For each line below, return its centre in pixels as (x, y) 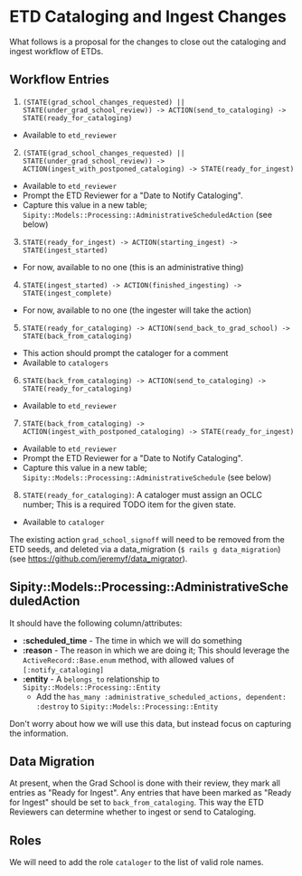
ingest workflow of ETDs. (57, 51)
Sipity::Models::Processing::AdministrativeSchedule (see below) (147, 477)
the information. (39, 733)
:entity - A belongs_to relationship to (91, 679)
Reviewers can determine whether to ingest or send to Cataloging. (133, 812)
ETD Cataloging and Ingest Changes (148, 17)
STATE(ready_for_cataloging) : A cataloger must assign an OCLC (142, 495)
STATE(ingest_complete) (67, 293)
